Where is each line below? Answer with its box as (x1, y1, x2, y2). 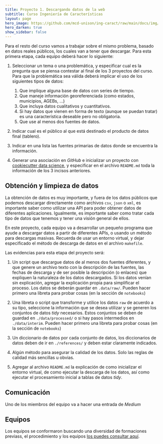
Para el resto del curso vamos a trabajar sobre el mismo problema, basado (5, 43, 154, 49)
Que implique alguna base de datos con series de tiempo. (19, 88, 135, 93)
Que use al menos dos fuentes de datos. (19, 119, 100, 124)
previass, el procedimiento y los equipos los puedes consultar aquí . (5, 433, 140, 439)
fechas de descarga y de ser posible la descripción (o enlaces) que (12, 269, 147, 275)
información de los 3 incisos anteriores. (12, 168, 91, 173)
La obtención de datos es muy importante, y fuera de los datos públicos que (5, 195, 158, 200)
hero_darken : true (5, 25, 42, 30)
